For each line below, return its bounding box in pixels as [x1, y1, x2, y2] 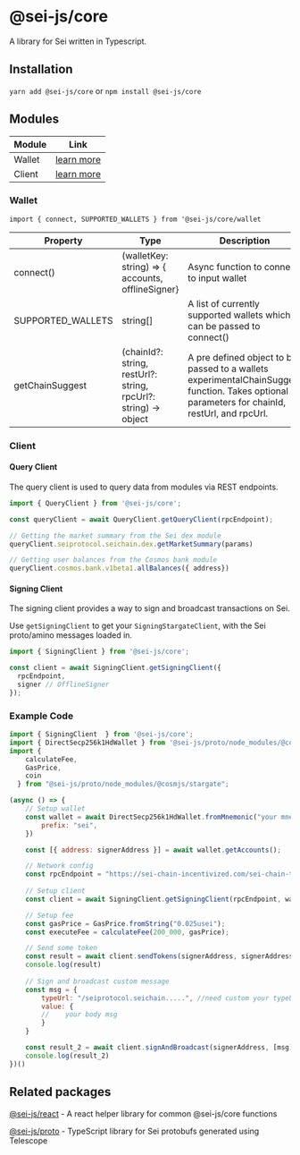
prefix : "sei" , [41, 820, 98, 829]
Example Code [9, 709, 74, 722]
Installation [9, 62, 73, 77]
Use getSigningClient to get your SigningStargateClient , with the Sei [9, 620, 266, 632]
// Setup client [25, 887, 87, 896]
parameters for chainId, [187, 395, 286, 408]
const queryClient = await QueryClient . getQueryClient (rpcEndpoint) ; [9, 514, 274, 524]
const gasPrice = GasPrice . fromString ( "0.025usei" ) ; [25, 919, 226, 928]
